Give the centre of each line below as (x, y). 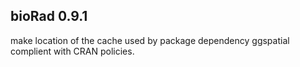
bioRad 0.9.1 (49, 16)
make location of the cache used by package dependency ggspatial (150, 40)
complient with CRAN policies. (72, 51)
